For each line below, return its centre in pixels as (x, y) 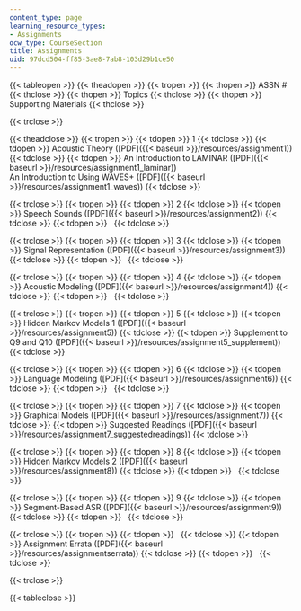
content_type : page (46, 18)
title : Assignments (46, 51)
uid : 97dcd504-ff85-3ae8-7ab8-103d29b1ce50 (92, 59)
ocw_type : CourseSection (56, 43)
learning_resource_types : (58, 26)
